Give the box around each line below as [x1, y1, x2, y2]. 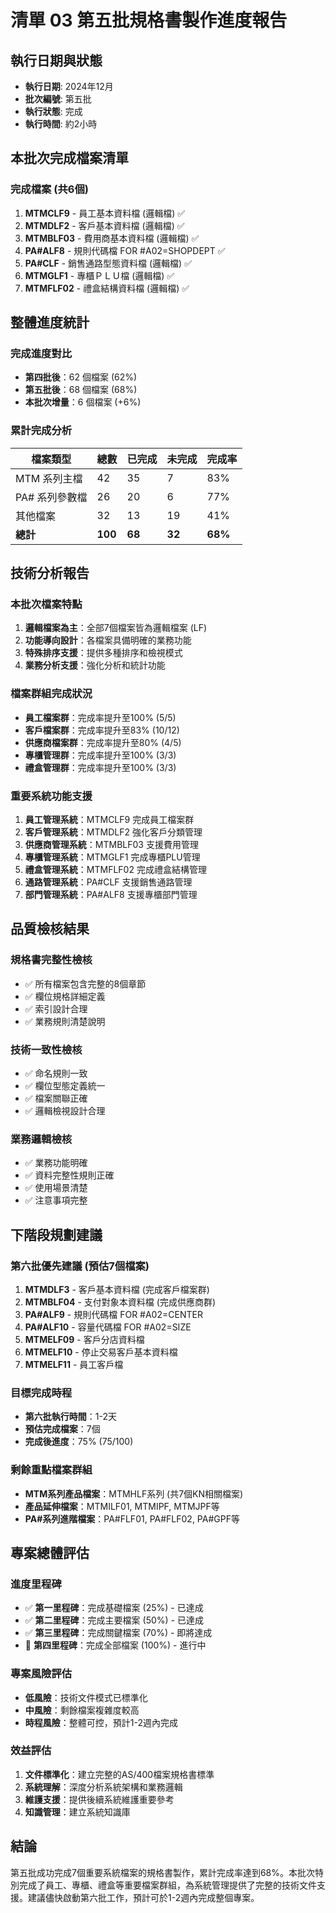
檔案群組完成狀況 [10, 687, 93, 701]
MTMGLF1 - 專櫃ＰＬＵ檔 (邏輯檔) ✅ [24, 269, 175, 281]
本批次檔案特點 [10, 597, 83, 611]
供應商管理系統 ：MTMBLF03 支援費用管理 [24, 838, 199, 850]
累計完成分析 [10, 424, 73, 438]
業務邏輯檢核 [10, 1132, 73, 1146]
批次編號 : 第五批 [24, 93, 92, 105]
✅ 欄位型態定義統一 [24, 1079, 106, 1091]
